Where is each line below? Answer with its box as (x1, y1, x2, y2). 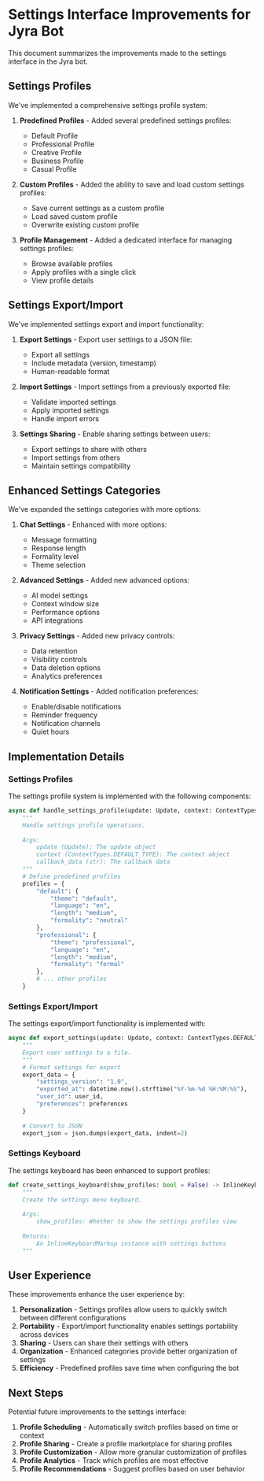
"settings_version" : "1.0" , (36, 1078, 128, 1086)
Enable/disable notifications (31, 702, 122, 712)
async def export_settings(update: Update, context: (8, 1034, 185, 1042)
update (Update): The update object (36, 843, 156, 851)
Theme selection (31, 561, 86, 570)
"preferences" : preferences (36, 1100, 128, 1108)
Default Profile (31, 131, 79, 140)
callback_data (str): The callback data (36, 858, 170, 866)
